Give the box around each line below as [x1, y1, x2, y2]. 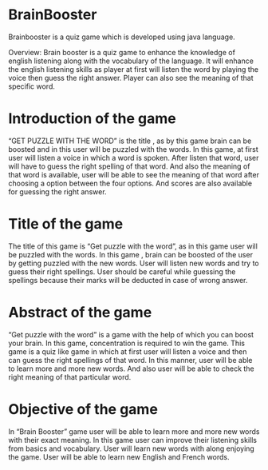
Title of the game [8, 215, 124, 233]
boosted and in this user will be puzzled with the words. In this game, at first [8, 144, 259, 153]
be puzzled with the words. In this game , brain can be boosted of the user [8, 249, 254, 259]
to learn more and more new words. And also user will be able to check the [8, 364, 254, 373]
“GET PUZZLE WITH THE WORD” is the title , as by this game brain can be [8, 136, 252, 145]
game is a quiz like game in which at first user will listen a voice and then [8, 346, 247, 356]
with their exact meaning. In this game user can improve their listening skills [8, 435, 258, 444]
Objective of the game [8, 400, 158, 418]
